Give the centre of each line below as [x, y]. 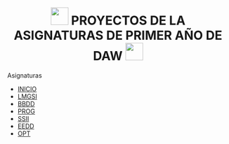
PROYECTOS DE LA [129, 21]
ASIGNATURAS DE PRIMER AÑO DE [118, 36]
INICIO [27, 89]
